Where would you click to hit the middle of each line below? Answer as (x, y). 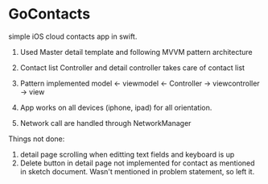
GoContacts (49, 14)
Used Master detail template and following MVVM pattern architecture (136, 52)
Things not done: (37, 139)
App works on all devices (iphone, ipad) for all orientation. (116, 107)
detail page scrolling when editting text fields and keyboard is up (127, 154)
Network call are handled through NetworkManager (105, 123)
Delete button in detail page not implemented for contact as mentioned (137, 163)
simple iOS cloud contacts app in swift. (73, 36)
